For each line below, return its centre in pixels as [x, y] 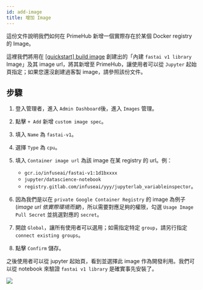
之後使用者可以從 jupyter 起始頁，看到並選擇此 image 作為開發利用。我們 [98, 261]
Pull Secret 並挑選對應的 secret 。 [59, 215]
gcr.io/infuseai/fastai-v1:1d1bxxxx [71, 173]
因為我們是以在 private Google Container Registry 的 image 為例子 [100, 200]
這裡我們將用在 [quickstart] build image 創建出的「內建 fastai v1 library [99, 56]
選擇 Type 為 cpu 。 [38, 148]
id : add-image [24, 12]
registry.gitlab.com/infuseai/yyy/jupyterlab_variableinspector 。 [110, 186]
